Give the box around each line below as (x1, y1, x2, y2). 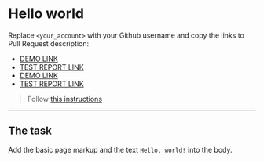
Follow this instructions (27, 94, 103, 103)
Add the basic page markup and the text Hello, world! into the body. (8, 145, 233, 154)
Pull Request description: (8, 38, 89, 48)
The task (8, 124, 53, 138)
